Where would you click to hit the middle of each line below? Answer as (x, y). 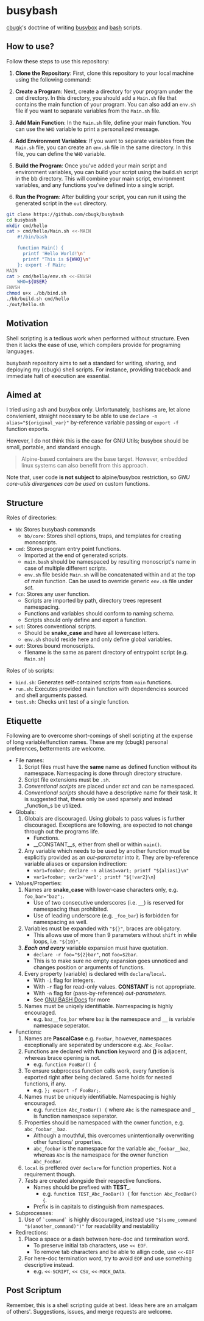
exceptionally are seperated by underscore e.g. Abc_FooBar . (99, 1045)
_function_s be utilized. (53, 805)
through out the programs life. (62, 831)
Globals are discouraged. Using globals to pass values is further (105, 818)
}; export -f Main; (42, 265)
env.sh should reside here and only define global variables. (98, 639)
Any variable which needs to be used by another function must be (107, 851)
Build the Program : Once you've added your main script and (91, 166)
